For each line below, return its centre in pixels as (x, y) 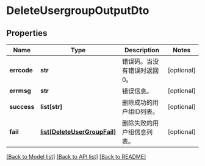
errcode (21, 70)
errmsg (20, 91)
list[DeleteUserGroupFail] (78, 132)
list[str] (52, 107)
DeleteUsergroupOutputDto (78, 11)
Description (142, 50)
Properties (27, 33)
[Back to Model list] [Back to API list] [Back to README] (76, 157)
